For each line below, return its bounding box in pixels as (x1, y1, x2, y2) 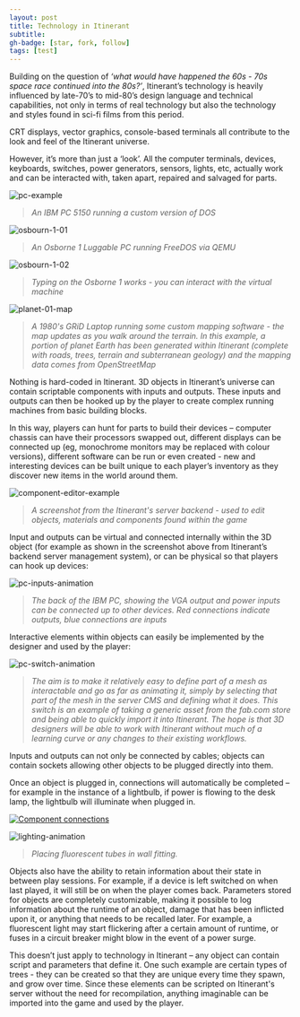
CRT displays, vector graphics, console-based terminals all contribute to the (9, 126, 291, 137)
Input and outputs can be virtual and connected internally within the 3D (9, 532, 272, 543)
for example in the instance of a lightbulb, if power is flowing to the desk (9, 787, 276, 798)
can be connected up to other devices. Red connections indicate (30, 604, 270, 615)
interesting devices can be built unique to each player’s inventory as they (9, 461, 279, 472)
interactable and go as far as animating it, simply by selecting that (30, 685, 278, 696)
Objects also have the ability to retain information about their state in (9, 866, 261, 877)
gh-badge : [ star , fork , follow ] (9, 38, 130, 48)
